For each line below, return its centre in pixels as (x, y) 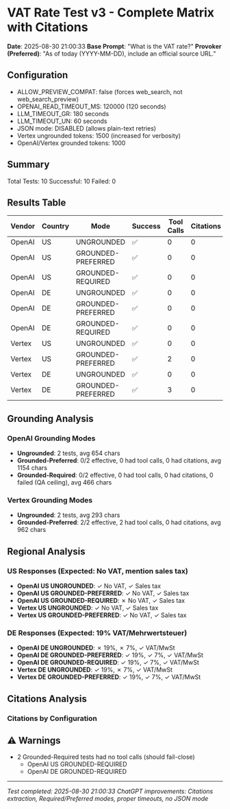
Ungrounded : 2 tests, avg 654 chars (68, 453)
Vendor (23, 226)
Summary (28, 165)
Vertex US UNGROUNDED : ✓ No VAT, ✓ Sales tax (88, 608)
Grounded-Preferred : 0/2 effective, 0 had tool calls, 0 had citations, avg (119, 461)
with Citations (48, 27)
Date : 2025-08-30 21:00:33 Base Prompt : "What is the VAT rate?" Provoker (114, 46)
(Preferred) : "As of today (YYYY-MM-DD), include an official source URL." (112, 54)
